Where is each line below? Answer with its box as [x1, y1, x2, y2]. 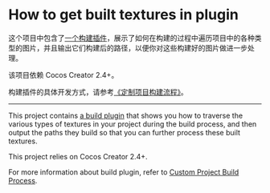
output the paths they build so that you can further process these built [8, 127, 241, 137]
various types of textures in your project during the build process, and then [8, 119, 257, 129]
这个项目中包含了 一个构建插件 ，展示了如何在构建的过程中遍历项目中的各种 [8, 33, 255, 42]
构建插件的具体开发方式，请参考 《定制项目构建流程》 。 [8, 86, 188, 97]
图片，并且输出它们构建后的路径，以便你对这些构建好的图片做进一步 [22, 42, 247, 53]
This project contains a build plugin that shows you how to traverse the [8, 111, 243, 120]
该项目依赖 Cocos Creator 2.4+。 [8, 70, 119, 79]
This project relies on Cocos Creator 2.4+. [8, 151, 148, 161]
